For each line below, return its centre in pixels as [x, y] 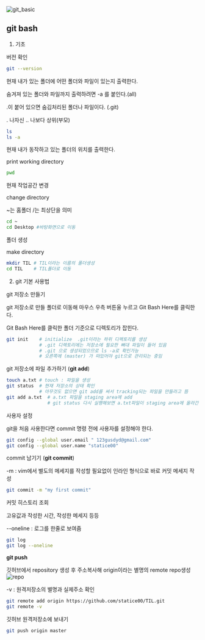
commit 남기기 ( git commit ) [41, 458]
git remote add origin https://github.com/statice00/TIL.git [86, 601]
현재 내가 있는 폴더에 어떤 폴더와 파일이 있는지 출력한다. [72, 81]
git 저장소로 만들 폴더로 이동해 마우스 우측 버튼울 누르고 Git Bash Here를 [92, 307]
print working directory [35, 162]
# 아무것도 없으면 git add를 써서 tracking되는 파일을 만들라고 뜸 [113, 392]
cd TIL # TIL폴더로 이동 [39, 268]
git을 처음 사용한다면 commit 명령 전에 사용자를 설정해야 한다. [80, 428]
